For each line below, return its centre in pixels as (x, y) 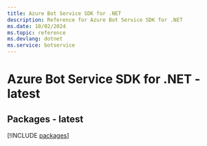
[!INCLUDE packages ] (38, 135)
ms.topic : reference (37, 33)
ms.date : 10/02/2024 (37, 26)
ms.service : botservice (41, 45)
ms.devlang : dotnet (35, 39)
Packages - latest (45, 119)
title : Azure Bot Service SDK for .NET (64, 13)
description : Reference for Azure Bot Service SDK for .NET (95, 20)
